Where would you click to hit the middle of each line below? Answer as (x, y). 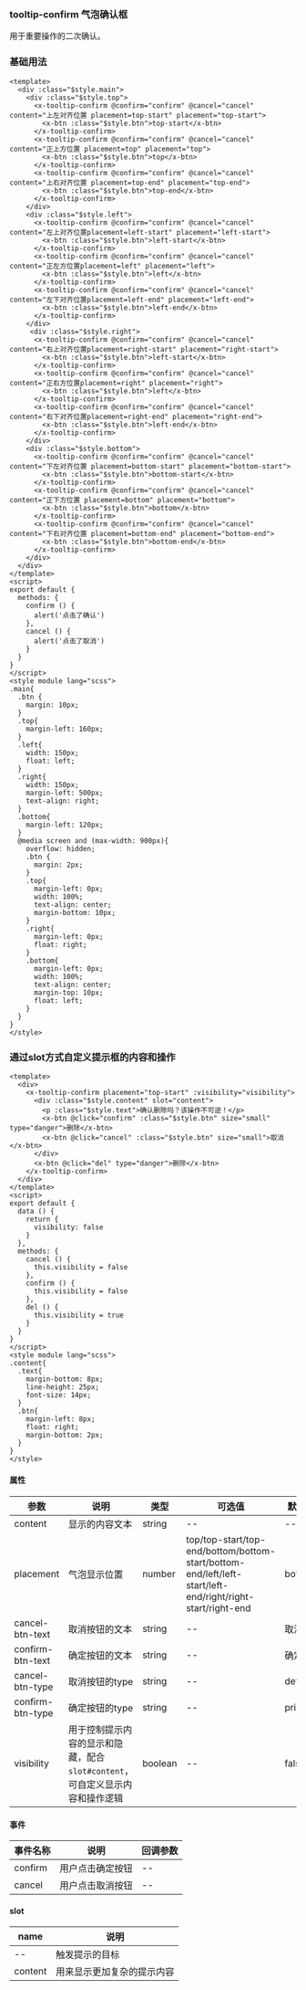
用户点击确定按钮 (97, 1869)
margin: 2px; (58, 865)
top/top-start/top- (226, 1540)
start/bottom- (216, 1563)
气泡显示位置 (96, 1574)
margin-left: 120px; (65, 825)
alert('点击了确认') (69, 615)
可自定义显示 (96, 1785)
